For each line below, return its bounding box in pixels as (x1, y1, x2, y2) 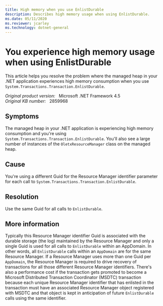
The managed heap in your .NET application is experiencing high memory (5, 125, 154, 131)
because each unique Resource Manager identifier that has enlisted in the (5, 280, 154, 285)
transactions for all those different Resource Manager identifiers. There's (5, 264, 152, 270)
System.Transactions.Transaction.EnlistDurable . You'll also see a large (5, 136, 150, 141)
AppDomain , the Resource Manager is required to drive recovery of (5, 259, 137, 265)
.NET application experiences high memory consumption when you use (5, 78, 149, 84)
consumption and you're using (5, 130, 67, 136)
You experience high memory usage (5, 47, 155, 58)
